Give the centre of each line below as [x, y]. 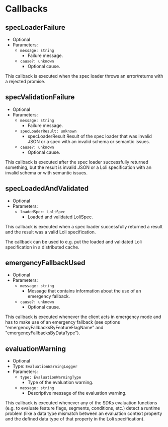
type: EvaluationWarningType [51, 378]
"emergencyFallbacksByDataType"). [43, 333]
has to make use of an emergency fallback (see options [63, 322]
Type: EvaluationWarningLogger [45, 367]
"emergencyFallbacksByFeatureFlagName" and [54, 328]
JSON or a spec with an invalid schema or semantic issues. [89, 141]
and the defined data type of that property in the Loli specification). [75, 419]
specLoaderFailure [35, 27]
